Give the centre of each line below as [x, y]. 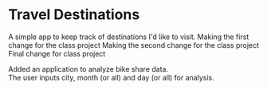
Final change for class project [57, 53]
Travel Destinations [74, 15]
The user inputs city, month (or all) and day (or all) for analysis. [111, 77]
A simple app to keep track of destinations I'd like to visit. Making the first [129, 37]
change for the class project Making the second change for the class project [134, 45]
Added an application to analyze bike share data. [88, 68]
